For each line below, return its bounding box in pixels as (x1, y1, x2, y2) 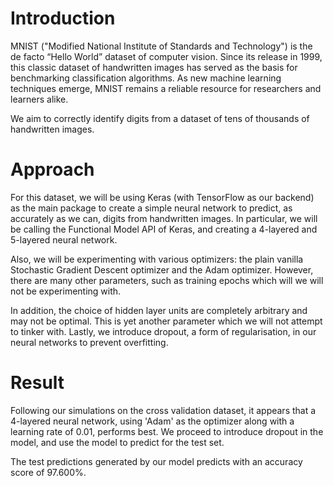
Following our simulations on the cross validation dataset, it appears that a (10, 404, 317, 416)
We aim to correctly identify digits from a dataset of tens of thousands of (10, 112, 310, 124)
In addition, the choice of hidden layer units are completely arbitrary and (10, 304, 308, 316)
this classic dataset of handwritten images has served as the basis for (10, 61, 298, 73)
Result (10, 372, 65, 394)
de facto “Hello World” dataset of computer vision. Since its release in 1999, (10, 50, 323, 62)
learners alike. (10, 93, 69, 105)
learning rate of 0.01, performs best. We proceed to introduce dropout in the (10, 425, 324, 437)
